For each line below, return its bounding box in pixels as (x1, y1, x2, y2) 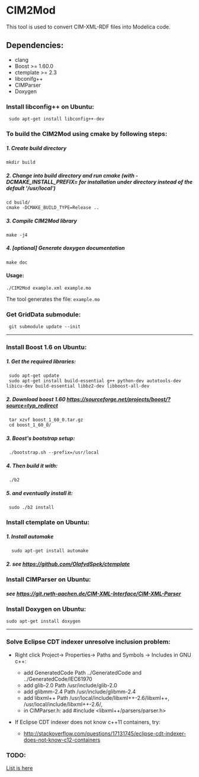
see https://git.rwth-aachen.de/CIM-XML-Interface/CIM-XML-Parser (6, 590, 182, 597)
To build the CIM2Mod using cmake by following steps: (6, 129, 168, 138)
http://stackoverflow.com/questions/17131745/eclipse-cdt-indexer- (23, 730, 187, 737)
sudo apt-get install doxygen (6, 619, 81, 624)
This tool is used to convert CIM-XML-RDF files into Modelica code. (6, 23, 171, 30)
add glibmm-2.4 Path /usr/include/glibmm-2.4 (23, 688, 136, 695)
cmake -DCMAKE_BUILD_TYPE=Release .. (6, 204, 99, 211)
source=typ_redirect (6, 402, 58, 409)
